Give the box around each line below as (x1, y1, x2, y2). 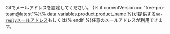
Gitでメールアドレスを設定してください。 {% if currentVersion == (5, 5, 143, 10)
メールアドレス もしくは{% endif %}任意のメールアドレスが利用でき (16, 17, 159, 23)
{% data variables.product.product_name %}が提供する (40, 11, 156, 17)
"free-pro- (143, 5, 165, 10)
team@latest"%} (5, 11, 40, 17)
